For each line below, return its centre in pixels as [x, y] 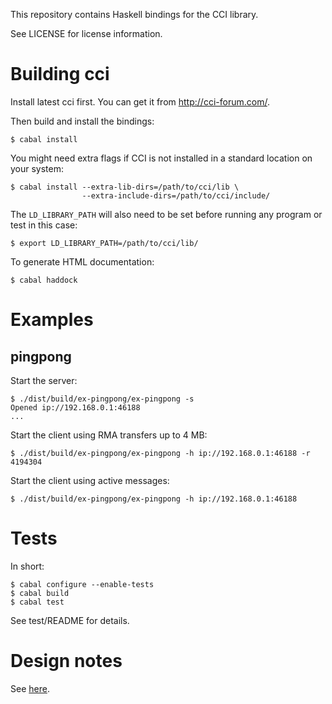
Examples [52, 320]
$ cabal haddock [44, 280]
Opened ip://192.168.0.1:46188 [75, 407]
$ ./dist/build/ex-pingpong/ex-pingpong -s [102, 399]
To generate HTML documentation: [82, 261]
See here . [30, 688]
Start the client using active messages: [90, 480]
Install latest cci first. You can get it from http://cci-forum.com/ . [140, 101]
